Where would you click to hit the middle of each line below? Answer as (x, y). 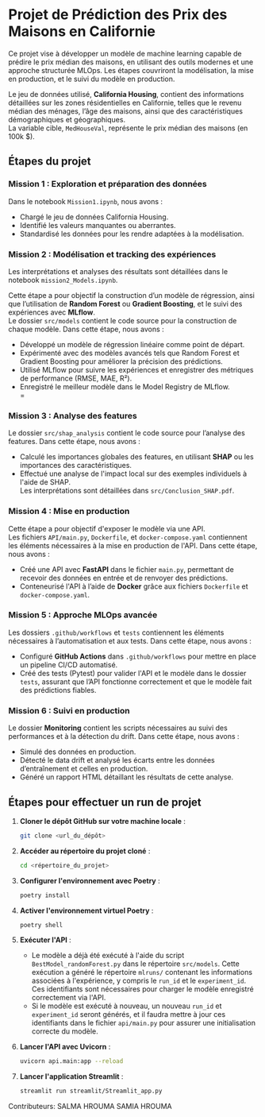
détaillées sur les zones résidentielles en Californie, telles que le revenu (125, 102)
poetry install (45, 895)
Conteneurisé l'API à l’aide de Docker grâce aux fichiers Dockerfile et (134, 586)
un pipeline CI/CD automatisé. (69, 664)
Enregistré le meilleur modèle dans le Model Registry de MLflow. (125, 386)
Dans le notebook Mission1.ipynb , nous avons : (86, 201)
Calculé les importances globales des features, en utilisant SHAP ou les (136, 457)
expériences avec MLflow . (52, 312)
